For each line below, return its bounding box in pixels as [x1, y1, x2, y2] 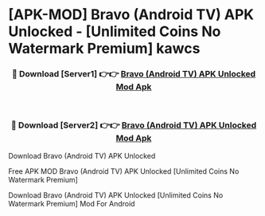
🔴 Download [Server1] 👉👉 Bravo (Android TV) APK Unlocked [11, 69, 256, 80]
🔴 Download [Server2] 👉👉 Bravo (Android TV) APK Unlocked [10, 120, 257, 131]
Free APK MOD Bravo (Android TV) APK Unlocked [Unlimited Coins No [8, 166, 240, 176]
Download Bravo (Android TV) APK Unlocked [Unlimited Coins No [8, 190, 224, 200]
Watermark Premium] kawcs [8, 40, 201, 57]
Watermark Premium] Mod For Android [8, 198, 135, 208]
